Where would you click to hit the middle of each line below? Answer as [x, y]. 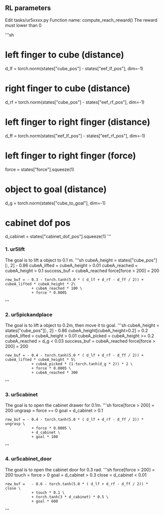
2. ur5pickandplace [29, 315]
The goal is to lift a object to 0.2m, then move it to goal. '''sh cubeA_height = [82, 325]
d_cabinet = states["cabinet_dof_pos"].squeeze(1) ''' [58, 237]
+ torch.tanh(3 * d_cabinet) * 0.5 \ [70, 497]
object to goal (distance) [56, 189]
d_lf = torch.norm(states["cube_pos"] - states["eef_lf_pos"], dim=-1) [74, 68]
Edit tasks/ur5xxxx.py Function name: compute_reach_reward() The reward [81, 20]
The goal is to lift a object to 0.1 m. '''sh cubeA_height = [61, 260]
